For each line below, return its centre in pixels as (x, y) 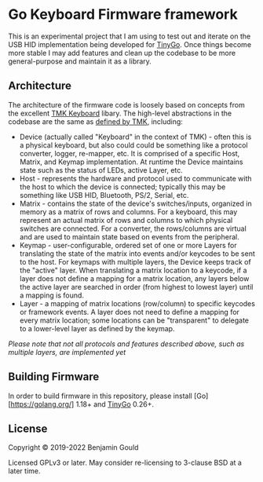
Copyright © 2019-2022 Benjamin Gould (73, 447)
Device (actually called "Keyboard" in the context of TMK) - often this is (135, 137)
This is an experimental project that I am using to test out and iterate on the (130, 36)
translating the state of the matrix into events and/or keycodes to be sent (137, 254)
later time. (24, 471)
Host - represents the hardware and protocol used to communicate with (136, 178)
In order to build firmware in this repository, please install (100, 396)
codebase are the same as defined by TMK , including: (95, 121)
